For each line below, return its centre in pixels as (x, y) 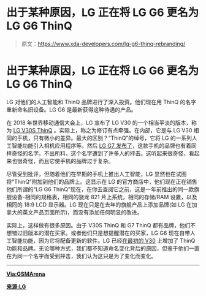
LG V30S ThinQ (33, 130)
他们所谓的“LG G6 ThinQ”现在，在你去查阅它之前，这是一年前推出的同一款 (100, 189)
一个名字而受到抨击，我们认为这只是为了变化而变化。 (90, 256)
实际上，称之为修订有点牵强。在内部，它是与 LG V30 (126, 130)
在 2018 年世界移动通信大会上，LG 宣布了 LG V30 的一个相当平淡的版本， (99, 123)
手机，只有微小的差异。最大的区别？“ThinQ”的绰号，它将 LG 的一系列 (104, 138)
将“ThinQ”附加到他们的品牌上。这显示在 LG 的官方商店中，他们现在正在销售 (102, 181)
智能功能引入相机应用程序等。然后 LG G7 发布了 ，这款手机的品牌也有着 (101, 145)
